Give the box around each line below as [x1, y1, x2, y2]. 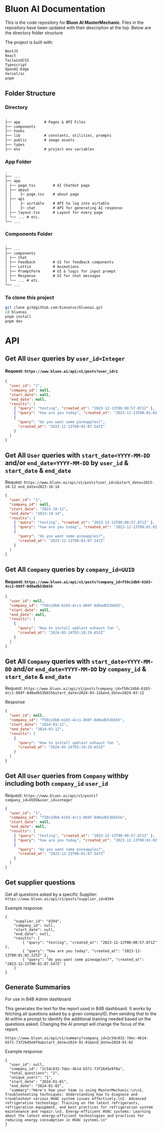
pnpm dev [5, 319, 23, 323]
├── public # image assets [5, 138, 75, 143]
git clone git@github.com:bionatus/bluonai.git [5, 305, 103, 310]
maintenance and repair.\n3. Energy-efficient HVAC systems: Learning [5, 1109, 151, 1114]
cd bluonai [5, 309, 27, 315]
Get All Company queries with [5, 657, 90, 665]
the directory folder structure [5, 30, 63, 36]
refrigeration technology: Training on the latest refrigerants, [5, 1100, 140, 1105]
